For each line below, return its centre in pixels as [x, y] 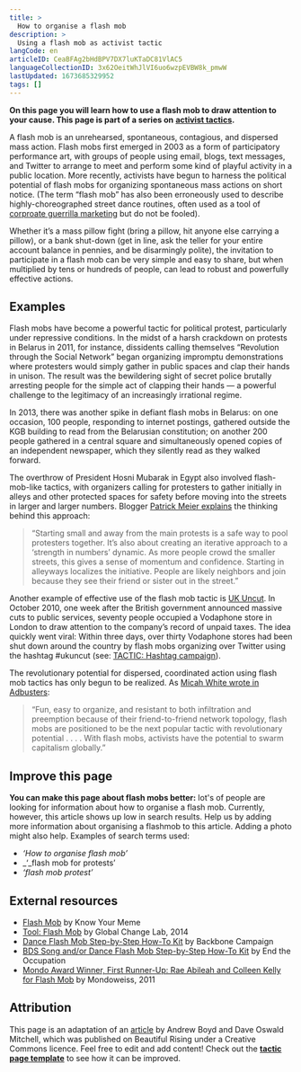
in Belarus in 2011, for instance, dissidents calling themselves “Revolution [145, 348]
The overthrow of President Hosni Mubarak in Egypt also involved [131, 478]
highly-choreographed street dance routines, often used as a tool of [135, 204]
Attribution [40, 1008]
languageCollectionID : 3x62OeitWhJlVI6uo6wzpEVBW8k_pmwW [118, 68]
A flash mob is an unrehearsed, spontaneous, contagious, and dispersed [144, 137]
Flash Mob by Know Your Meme [81, 923]
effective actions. [41, 279]
